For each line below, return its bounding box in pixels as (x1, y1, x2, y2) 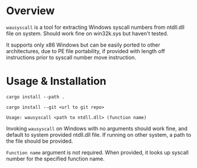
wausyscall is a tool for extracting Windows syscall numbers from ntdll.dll (6, 24, 185, 31)
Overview (6, 4, 55, 18)
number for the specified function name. (6, 155, 105, 162)
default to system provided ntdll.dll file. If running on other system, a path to (6, 131, 191, 138)
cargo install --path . (6, 94, 65, 100)
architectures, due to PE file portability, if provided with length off (6, 47, 166, 54)
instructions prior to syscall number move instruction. (6, 54, 136, 61)
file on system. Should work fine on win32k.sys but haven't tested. (6, 29, 169, 37)
